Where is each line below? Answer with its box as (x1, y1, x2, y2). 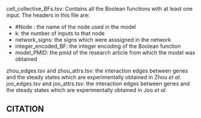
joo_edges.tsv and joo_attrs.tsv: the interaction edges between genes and (6, 80, 190, 87)
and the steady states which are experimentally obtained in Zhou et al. (6, 74, 181, 80)
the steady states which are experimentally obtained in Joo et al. (6, 87, 167, 93)
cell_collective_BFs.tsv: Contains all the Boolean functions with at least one (6, 5, 193, 12)
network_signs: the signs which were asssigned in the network (14, 36, 171, 43)
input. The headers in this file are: (6, 11, 90, 19)
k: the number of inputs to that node (14, 30, 105, 37)
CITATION (6, 104, 44, 114)
